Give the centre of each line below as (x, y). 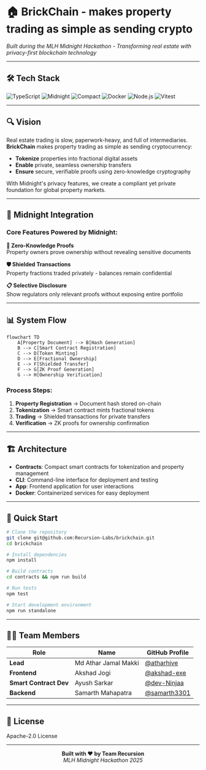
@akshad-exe (166, 673)
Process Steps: (29, 390)
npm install (21, 560)
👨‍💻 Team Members (43, 635)
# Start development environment (49, 605)
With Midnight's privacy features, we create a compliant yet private (91, 183)
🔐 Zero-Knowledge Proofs (40, 245)
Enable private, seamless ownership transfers (73, 165)
